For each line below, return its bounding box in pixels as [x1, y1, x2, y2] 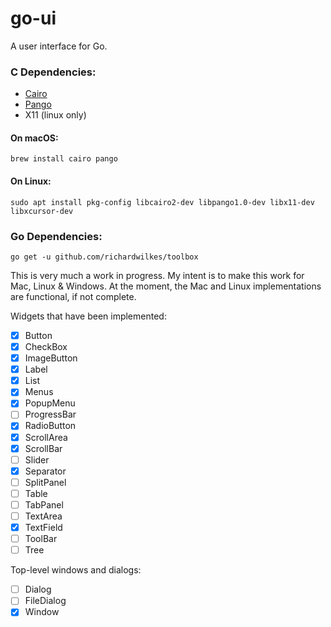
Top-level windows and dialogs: [10, 564, 142, 576]
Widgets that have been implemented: [10, 310, 167, 322]
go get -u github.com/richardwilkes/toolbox [10, 252, 199, 262]
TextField [24, 522, 63, 533]
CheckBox [24, 341, 68, 352]
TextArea [24, 510, 63, 522]
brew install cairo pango [10, 154, 118, 164]
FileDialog [24, 595, 67, 607]
